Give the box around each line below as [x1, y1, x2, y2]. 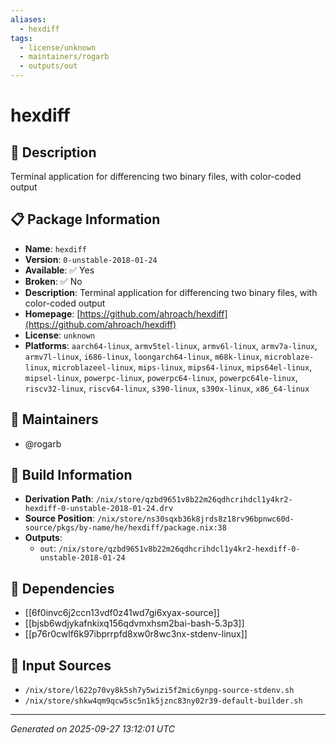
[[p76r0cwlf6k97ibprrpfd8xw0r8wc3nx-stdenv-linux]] [24, 628, 248, 640]
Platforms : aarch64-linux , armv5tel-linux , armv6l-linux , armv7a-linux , [24, 339, 318, 351]
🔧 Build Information [10, 467, 133, 484]
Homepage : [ [24, 307, 81, 320]
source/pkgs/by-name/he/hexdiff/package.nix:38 [24, 523, 227, 533]
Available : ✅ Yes [24, 264, 95, 276]
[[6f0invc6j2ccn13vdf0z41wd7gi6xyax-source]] [24, 607, 220, 619]
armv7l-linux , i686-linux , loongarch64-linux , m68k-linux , [24, 350, 263, 362]
